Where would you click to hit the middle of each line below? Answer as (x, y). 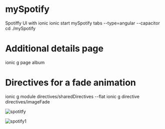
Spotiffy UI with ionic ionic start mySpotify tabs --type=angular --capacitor (83, 23)
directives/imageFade (28, 101)
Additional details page (54, 49)
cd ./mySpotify (21, 28)
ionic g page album (25, 62)
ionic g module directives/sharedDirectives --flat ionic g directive (72, 96)
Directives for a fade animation (71, 83)
